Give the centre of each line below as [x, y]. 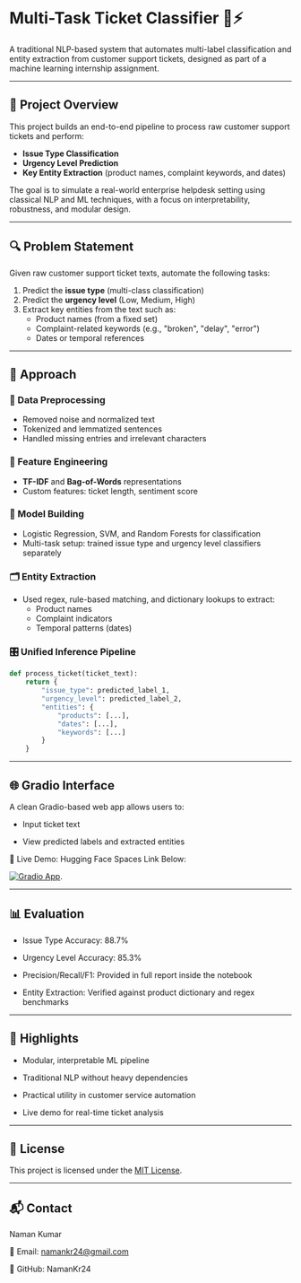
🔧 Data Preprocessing [57, 399]
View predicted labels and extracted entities [103, 842]
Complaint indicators [74, 619]
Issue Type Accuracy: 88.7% [75, 940]
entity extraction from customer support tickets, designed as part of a [138, 58]
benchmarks [45, 1001]
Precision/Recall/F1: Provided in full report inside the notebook [137, 974]
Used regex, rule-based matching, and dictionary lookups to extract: [149, 599]
